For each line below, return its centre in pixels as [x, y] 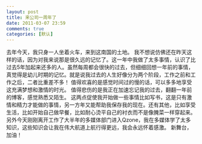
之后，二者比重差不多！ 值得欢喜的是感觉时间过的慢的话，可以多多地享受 [102, 83]
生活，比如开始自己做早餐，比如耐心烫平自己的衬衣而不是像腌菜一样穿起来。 [101, 113]
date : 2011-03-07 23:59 [36, 23]
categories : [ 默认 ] [30, 34]
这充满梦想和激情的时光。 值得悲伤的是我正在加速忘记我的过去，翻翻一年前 [99, 90]
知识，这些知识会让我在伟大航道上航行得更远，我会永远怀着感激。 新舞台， [99, 128]
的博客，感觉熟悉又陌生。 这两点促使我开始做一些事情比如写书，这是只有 [96, 98]
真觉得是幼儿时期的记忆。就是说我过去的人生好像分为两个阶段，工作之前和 [98, 75]
